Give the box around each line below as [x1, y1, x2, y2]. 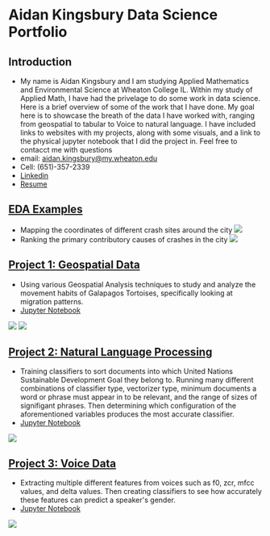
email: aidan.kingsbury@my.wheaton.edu [19, 153, 158, 163]
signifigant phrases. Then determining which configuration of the [19, 401, 236, 411]
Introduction [8, 55, 73, 69]
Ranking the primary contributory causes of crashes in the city [19, 234, 228, 244]
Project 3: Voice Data [8, 456, 117, 470]
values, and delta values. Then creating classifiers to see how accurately [19, 487, 262, 496]
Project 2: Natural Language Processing [8, 345, 213, 359]
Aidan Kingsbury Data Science [8, 6, 218, 24]
